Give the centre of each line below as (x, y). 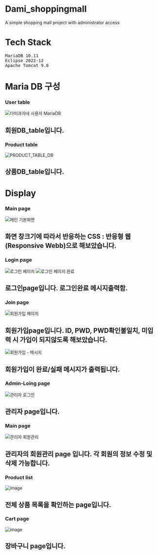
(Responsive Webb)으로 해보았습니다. (61, 246)
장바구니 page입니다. (35, 546)
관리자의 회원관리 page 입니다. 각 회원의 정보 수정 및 (79, 454)
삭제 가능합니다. (27, 463)
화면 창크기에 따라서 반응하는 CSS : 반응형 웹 (68, 236)
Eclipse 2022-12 (24, 60)
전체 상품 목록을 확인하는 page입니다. (58, 505)
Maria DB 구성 (33, 87)
